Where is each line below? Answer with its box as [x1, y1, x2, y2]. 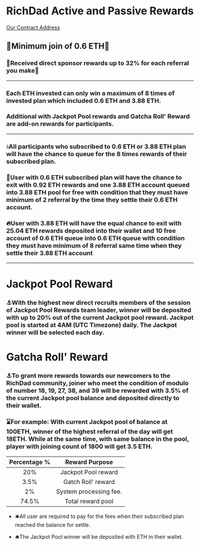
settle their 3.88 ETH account [6, 249, 93, 257]
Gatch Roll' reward [63, 477, 115, 486]
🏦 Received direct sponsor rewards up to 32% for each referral [6, 59, 189, 67]
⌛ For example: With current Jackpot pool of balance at [6, 418, 168, 426]
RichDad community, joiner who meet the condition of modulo [6, 379, 189, 387]
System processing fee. [56, 487, 122, 495]
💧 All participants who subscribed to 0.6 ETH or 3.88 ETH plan [6, 142, 186, 150]
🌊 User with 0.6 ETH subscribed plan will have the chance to [6, 173, 182, 181]
